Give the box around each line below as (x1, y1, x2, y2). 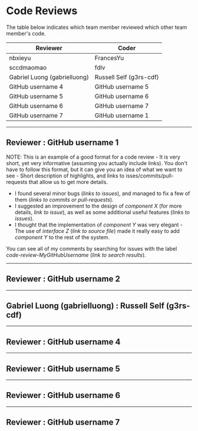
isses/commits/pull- (126, 172, 174, 179)
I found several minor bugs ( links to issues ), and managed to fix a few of (14, 190, 190, 197)
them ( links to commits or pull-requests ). (14, 196, 114, 203)
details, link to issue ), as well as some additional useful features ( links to (14, 208, 190, 216)
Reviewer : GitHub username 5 (6, 364, 120, 374)
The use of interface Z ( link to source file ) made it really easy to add (14, 227, 180, 234)
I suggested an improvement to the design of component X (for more (14, 202, 182, 209)
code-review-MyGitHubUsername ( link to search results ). (6, 251, 146, 258)
